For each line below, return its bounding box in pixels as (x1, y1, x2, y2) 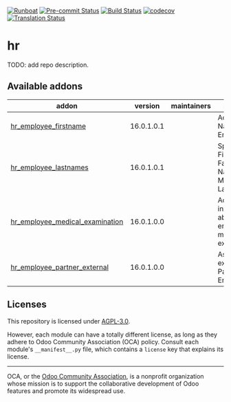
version (134, 100, 160, 110)
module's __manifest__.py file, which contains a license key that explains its (7, 345, 224, 353)
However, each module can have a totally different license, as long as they (7, 330, 218, 339)
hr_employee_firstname (10, 121, 86, 131)
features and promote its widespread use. (7, 386, 126, 395)
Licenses (7, 299, 47, 310)
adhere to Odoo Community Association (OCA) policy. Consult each (7, 337, 199, 346)
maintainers (170, 100, 212, 110)
